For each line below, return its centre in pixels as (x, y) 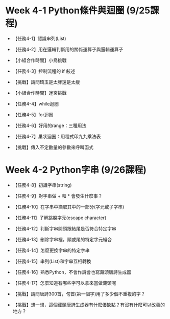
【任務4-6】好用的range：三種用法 (50, 125)
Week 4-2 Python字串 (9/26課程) (76, 170)
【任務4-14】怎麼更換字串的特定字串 (51, 250)
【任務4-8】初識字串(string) (42, 185)
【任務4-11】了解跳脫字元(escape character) (59, 218)
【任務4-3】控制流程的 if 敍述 (44, 71)
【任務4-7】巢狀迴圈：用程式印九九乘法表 (57, 136)
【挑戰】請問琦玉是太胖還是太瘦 (46, 82)
